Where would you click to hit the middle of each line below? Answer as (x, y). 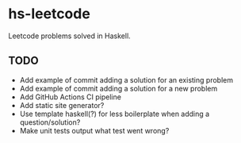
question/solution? (50, 122)
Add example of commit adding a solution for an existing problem (126, 79)
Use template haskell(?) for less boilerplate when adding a (115, 114)
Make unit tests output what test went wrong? (94, 130)
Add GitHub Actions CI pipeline (70, 97)
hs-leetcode (50, 14)
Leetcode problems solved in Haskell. (69, 36)
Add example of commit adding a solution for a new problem (119, 88)
